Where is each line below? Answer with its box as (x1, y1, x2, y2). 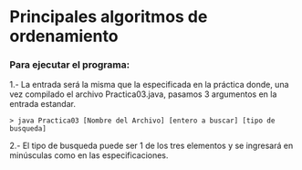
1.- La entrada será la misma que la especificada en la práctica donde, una (9, 80, 289, 90)
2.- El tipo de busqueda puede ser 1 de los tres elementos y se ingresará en (9, 140, 294, 152)
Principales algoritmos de (9, 6, 208, 27)
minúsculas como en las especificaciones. (9, 150, 169, 161)
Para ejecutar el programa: (9, 58, 130, 71)
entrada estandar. (9, 99, 76, 110)
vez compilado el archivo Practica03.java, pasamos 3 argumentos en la (9, 89, 277, 100)
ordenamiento (9, 26, 119, 47)
